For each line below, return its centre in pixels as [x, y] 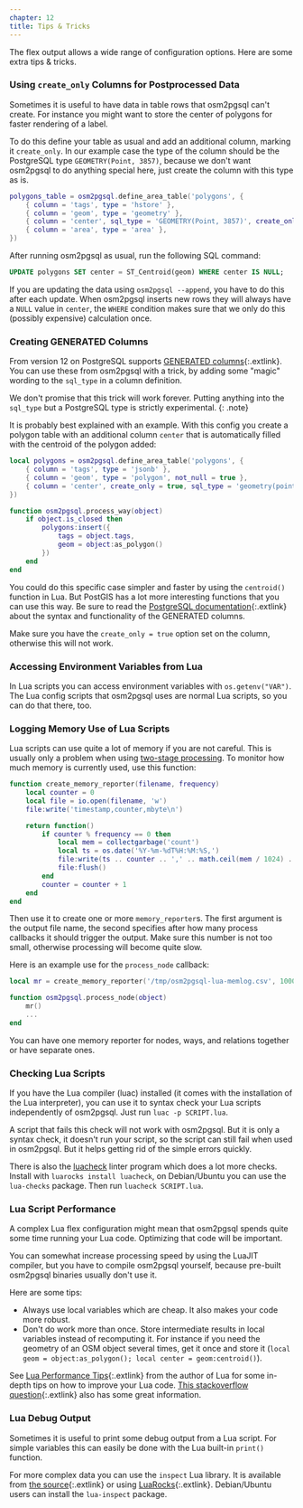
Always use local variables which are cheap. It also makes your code [150, 1310]
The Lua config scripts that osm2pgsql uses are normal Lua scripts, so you [148, 695]
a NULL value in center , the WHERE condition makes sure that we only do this [147, 308]
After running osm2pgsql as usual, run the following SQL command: [135, 256]
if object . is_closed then [74, 519]
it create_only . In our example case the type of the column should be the [144, 151]
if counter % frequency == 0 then [106, 834]
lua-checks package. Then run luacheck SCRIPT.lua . [106, 1186]
